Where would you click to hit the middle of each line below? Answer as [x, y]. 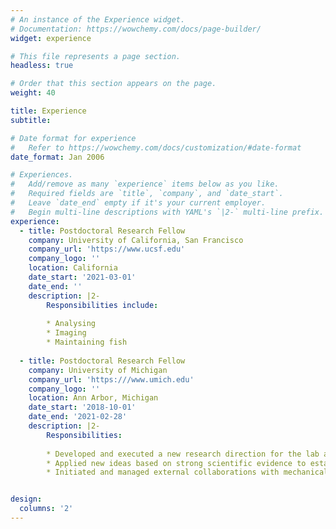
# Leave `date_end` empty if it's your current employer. [138, 203]
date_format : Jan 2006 [57, 157]
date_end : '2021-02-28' [78, 417]
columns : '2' [46, 509]
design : [26, 499]
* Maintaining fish [87, 342]
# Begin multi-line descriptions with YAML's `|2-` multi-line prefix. [167, 212]
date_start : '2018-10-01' [82, 407]
